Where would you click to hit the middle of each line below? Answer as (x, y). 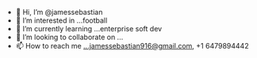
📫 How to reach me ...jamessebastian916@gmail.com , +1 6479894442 (132, 46)
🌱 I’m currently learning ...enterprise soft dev (89, 29)
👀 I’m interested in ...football (61, 20)
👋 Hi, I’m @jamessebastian (59, 12)
